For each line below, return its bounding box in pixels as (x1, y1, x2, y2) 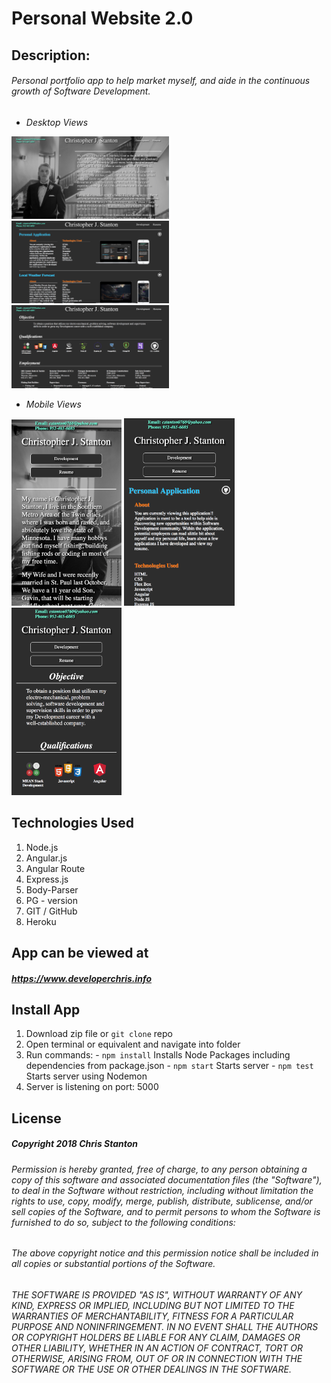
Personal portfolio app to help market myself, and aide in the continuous (11, 75, 311, 87)
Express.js (25, 873, 69, 885)
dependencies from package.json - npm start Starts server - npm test (25, 1060, 314, 1072)
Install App (11, 1001, 81, 1018)
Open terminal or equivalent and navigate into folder (25, 1038, 241, 1051)
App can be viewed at (11, 944, 149, 961)
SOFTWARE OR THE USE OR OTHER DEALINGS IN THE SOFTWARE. (11, 1363, 292, 1375)
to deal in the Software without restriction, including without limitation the (11, 1184, 314, 1196)
